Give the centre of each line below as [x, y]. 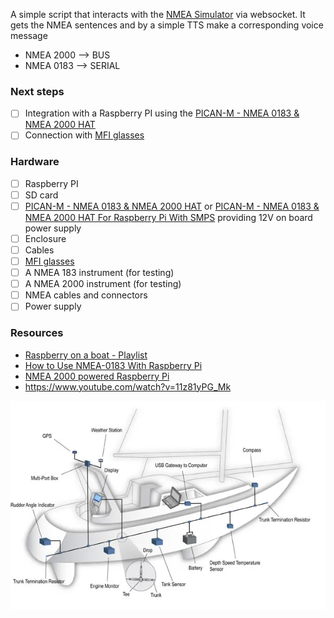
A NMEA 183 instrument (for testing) [99, 273]
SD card [41, 195]
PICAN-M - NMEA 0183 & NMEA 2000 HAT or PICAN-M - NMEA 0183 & [172, 206]
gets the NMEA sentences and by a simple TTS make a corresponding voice [167, 25]
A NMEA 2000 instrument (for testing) [103, 284]
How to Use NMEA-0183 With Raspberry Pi [113, 365]
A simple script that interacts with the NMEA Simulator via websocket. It [158, 14]
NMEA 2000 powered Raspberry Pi [97, 376]
